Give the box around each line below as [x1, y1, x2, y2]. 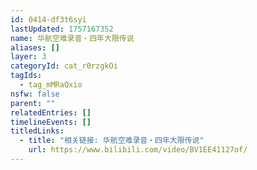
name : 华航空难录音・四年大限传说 [10, 33, 135, 43]
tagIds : [10, 71, 43, 81]
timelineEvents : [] [10, 117, 92, 127]
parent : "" [10, 98, 56, 108]
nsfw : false [10, 89, 60, 99]
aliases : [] [10, 42, 60, 53]
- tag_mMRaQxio [19, 80, 83, 90]
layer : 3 [10, 52, 47, 62]
